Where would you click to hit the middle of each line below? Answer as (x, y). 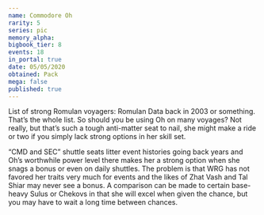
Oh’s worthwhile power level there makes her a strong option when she (124, 160)
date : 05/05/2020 (37, 67)
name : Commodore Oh (40, 15)
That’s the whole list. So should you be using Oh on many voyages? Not (125, 120)
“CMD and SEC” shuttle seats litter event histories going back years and (126, 152)
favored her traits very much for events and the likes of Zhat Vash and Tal (128, 177)
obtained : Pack (33, 74)
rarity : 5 (25, 23)
